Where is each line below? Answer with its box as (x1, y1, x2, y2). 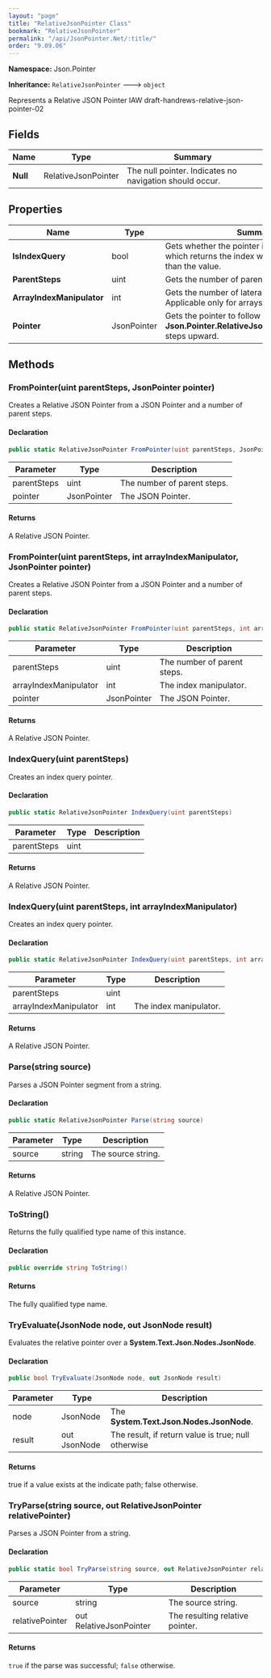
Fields (8, 127, 40, 142)
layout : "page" (8, 11, 60, 20)
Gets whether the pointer (165, 240, 260, 251)
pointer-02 (8, 104, 44, 114)
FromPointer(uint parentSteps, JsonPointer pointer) (8, 382, 215, 393)
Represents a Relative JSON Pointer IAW (8, 95, 143, 105)
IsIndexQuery (12, 250, 66, 261)
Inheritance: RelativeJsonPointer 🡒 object (8, 80, 165, 90)
